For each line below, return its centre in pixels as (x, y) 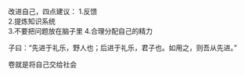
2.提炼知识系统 (32, 21)
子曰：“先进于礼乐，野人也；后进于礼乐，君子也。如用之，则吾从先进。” (122, 48)
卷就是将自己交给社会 (42, 64)
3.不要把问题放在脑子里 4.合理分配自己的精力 (80, 31)
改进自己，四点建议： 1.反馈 (53, 11)
